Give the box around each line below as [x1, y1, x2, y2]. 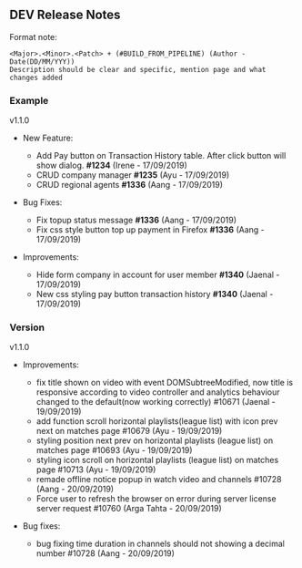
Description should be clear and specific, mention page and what [9, 65, 267, 74]
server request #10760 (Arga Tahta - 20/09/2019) [35, 503, 222, 514]
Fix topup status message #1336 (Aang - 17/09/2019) [35, 214, 237, 226]
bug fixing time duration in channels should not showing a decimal [35, 538, 285, 550]
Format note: [9, 31, 57, 42]
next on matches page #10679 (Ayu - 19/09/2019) [35, 426, 223, 437]
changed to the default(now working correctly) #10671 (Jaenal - [35, 397, 276, 408]
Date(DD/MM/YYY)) [9, 57, 75, 67]
